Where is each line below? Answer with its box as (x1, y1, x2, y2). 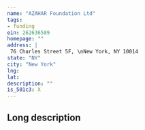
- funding (7, 23, 35, 29)
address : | (7, 42, 38, 49)
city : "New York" (7, 61, 57, 68)
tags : (7, 16, 22, 23)
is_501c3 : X (7, 86, 41, 93)
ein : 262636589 (7, 29, 50, 36)
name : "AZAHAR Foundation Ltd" (7, 10, 96, 17)
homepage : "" (7, 36, 44, 42)
